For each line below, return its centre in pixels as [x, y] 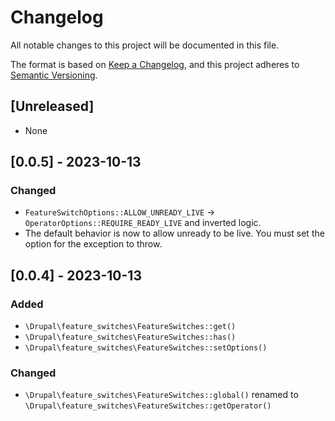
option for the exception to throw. [93, 244]
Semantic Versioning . [54, 75]
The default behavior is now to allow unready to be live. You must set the [174, 233]
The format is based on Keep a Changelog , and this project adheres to [155, 64]
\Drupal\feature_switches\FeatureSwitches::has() [130, 337]
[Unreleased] [52, 106]
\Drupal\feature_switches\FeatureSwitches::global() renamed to [161, 395]
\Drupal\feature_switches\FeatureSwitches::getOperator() [148, 406]
